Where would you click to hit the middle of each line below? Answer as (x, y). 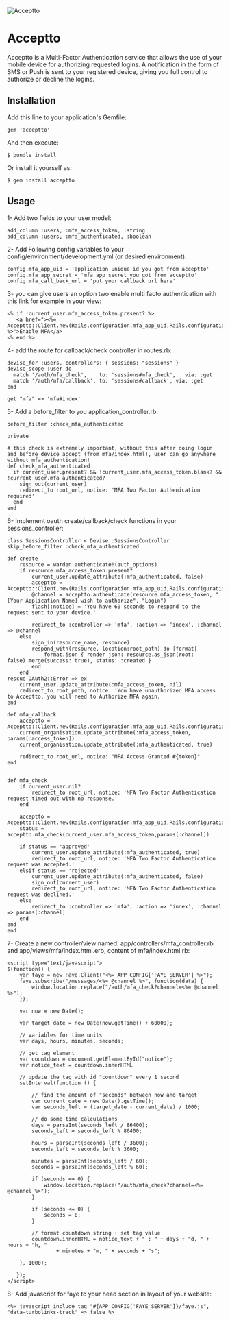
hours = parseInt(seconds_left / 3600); (90, 1143)
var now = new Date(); (52, 1011)
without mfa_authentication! (49, 460)
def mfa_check (27, 780)
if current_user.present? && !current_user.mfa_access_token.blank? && (118, 472)
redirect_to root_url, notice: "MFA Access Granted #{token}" (110, 756)
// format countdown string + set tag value (96, 1233)
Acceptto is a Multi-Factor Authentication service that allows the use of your (115, 57)
